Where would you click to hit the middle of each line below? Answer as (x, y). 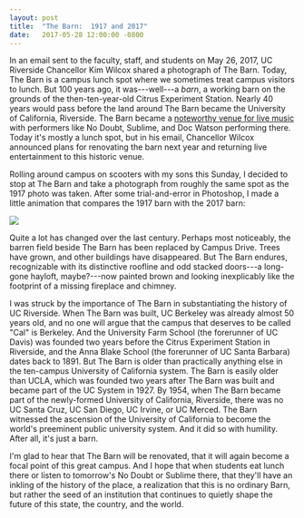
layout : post (34, 18)
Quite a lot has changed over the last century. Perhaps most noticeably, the (150, 238)
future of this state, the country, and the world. (97, 504)
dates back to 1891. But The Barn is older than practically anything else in (146, 362)
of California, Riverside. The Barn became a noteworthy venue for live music (152, 118)
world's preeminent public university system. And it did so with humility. (144, 429)
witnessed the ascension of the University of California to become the (140, 419)
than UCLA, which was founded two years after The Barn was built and (142, 381)
